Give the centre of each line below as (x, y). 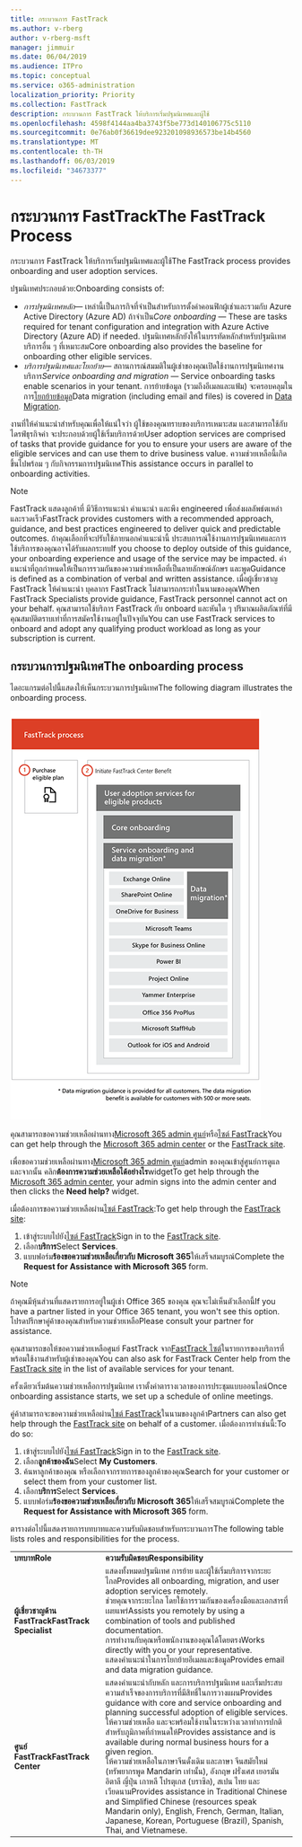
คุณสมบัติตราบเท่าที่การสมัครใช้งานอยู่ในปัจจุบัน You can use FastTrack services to (143, 618)
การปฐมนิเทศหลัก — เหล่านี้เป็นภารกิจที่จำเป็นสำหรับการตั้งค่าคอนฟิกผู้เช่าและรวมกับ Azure (157, 306)
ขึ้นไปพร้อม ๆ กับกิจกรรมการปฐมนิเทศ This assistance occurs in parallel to (132, 464)
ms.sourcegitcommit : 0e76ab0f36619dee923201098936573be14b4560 (131, 133)
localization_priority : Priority (73, 94)
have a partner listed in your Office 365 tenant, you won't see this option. (145, 1312)
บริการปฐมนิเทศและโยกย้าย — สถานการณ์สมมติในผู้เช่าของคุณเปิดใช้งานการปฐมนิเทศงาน (154, 366)
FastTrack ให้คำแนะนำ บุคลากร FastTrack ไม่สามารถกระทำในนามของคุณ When (135, 588)
